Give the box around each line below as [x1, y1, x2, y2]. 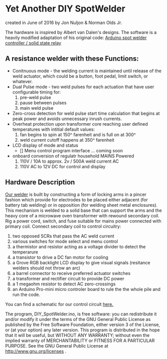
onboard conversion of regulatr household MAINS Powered [12, 153, 135, 159]
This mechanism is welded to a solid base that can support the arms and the [5, 207, 162, 213]
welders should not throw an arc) [12, 265, 81, 271]
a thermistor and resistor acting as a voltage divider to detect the [12, 243, 146, 249]
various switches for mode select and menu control [12, 238, 118, 244]
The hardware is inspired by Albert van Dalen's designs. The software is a [5, 29, 157, 35]
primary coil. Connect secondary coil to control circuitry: [5, 223, 121, 229]
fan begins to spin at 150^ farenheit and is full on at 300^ [19, 131, 136, 138]
